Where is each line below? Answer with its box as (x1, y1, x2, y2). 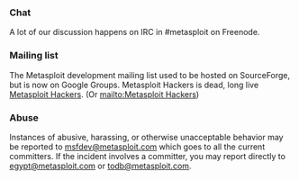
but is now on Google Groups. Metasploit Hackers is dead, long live (9, 79, 259, 90)
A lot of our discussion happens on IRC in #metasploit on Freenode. (9, 27, 260, 38)
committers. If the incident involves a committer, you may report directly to (9, 150, 286, 161)
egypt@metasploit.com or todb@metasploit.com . (9, 160, 192, 171)
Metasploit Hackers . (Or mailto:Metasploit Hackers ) (9, 88, 200, 100)
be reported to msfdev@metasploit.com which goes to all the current (9, 141, 266, 152)
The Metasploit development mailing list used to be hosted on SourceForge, (9, 69, 291, 80)
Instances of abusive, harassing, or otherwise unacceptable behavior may (9, 131, 284, 142)
